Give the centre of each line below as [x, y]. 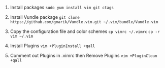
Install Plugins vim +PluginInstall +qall [53, 46]
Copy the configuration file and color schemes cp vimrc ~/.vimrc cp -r [85, 31]
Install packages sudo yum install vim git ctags [62, 7]
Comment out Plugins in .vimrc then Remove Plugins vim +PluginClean [84, 56]
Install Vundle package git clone [45, 17]
